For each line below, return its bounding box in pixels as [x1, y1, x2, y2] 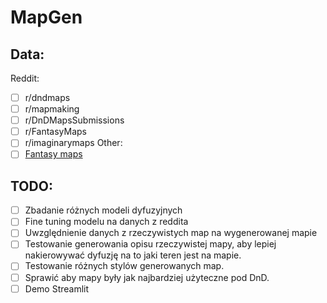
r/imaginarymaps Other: [24, 137, 123, 149]
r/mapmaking [24, 103, 80, 115]
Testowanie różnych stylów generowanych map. [24, 260, 225, 272]
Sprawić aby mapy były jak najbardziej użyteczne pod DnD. [24, 271, 270, 283]
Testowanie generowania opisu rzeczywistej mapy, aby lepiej [24, 238, 277, 250]
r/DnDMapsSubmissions [24, 114, 125, 126]
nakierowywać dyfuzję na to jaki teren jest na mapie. [24, 249, 242, 261]
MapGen [10, 6, 83, 29]
